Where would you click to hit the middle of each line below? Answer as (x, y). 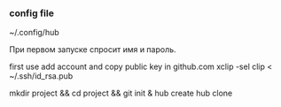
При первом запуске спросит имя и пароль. (93, 50)
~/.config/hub (34, 33)
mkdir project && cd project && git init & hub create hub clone (121, 93)
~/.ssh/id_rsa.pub (41, 76)
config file (32, 13)
